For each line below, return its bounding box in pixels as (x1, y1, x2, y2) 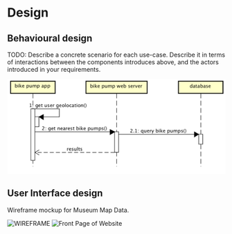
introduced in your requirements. (7, 66, 101, 73)
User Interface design (7, 188, 103, 199)
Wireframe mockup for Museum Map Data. (7, 206, 130, 214)
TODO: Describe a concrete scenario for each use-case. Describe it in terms (7, 50, 226, 59)
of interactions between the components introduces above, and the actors (7, 58, 220, 66)
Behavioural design (7, 32, 93, 44)
